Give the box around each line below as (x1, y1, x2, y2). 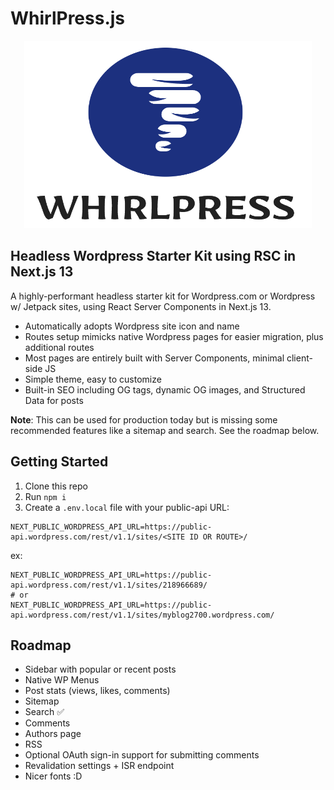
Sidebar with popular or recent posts (24, 663, 177, 676)
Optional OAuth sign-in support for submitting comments (24, 749, 260, 761)
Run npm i (24, 490, 67, 502)
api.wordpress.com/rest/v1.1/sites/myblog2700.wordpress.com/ (10, 610, 275, 620)
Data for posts (24, 394, 84, 406)
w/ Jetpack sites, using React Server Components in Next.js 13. (10, 300, 272, 312)
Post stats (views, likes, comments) (24, 685, 171, 697)
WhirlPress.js (10, 7, 126, 30)
